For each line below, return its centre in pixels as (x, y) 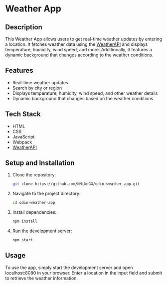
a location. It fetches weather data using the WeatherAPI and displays (77, 44)
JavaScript (23, 137)
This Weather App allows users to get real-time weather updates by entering (84, 39)
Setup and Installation (40, 163)
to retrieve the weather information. (42, 278)
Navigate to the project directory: (46, 194)
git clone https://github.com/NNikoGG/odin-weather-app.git (76, 184)
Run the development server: (42, 231)
